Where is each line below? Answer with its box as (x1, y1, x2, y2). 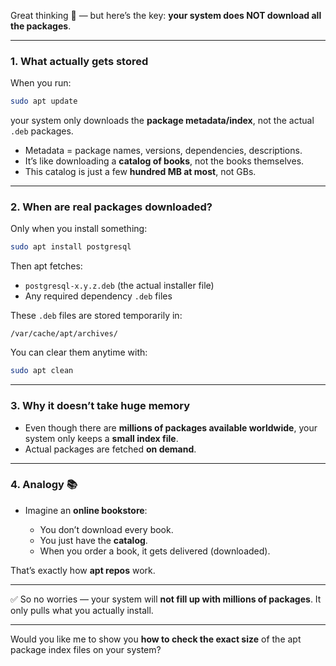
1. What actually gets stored (10, 54, 149, 68)
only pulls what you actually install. (10, 604, 154, 616)
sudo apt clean (10, 366, 74, 376)
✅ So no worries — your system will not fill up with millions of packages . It (10, 593, 322, 605)
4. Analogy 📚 (10, 478, 78, 492)
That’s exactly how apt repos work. (10, 564, 156, 576)
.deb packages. (10, 125, 74, 137)
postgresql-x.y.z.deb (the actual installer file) (24, 280, 215, 292)
